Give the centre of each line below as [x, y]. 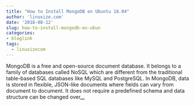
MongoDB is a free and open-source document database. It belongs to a [94, 66]
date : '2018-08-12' [30, 22]
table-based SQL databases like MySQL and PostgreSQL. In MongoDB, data [97, 78]
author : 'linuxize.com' [35, 17]
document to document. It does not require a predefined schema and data [95, 90]
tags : [13, 44]
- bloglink [19, 38]
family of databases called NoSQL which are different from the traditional [94, 72]
